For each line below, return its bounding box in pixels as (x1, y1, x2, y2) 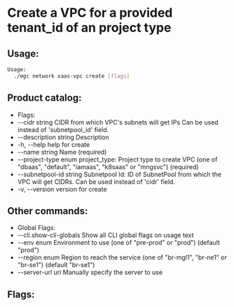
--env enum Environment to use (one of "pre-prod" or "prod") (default (17, 238, 221, 247)
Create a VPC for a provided (7, 5, 173, 21)
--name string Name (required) (17, 148, 107, 156)
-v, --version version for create (17, 185, 107, 193)
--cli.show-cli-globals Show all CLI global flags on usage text (17, 231, 194, 239)
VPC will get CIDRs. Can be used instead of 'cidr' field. (17, 177, 175, 186)
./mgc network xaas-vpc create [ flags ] (13, 72, 130, 80)
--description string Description (17, 133, 109, 141)
